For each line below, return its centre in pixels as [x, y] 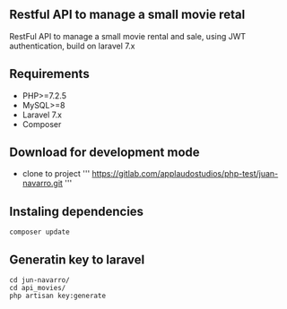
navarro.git [42, 184]
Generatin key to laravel [77, 259]
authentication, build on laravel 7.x [72, 46]
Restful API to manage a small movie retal [127, 15]
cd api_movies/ [38, 288]
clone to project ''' [56, 174]
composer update [39, 232]
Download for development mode [104, 153]
